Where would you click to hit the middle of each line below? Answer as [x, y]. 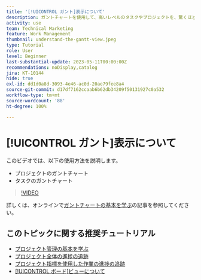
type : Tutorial [25, 45]
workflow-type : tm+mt [33, 95]
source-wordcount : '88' [36, 101]
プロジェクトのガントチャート [51, 174]
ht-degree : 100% [26, 106]
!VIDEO [30, 193]
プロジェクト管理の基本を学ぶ [51, 249]
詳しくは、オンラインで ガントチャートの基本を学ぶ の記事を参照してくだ [95, 205]
